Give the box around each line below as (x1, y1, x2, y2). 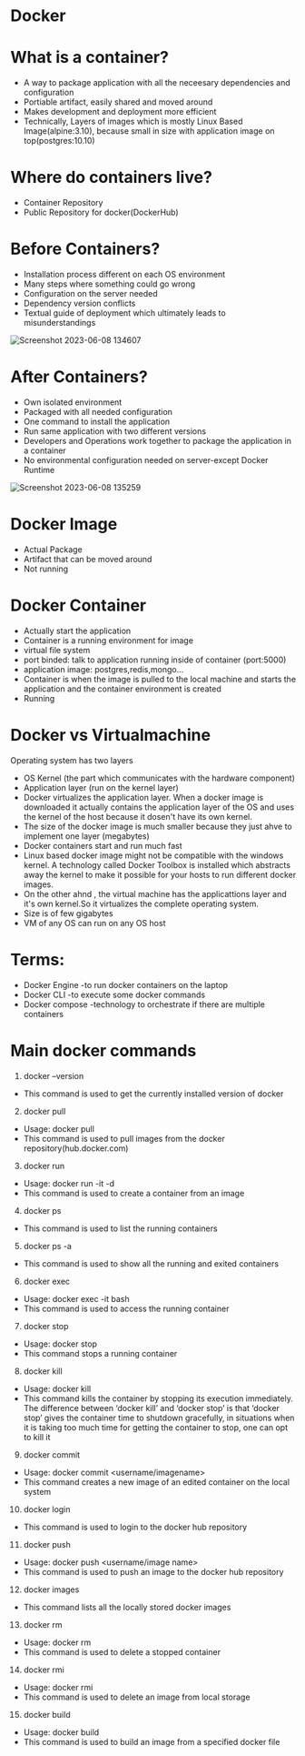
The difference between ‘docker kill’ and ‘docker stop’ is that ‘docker (23, 1402, 280, 1413)
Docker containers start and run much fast (23, 840, 182, 851)
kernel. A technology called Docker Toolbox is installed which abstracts (23, 859, 291, 870)
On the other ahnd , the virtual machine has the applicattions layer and (23, 888, 287, 899)
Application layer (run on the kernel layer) (23, 782, 180, 792)
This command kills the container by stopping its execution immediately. (23, 1393, 294, 1404)
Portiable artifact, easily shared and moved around (23, 96, 213, 107)
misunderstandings (23, 318, 96, 328)
